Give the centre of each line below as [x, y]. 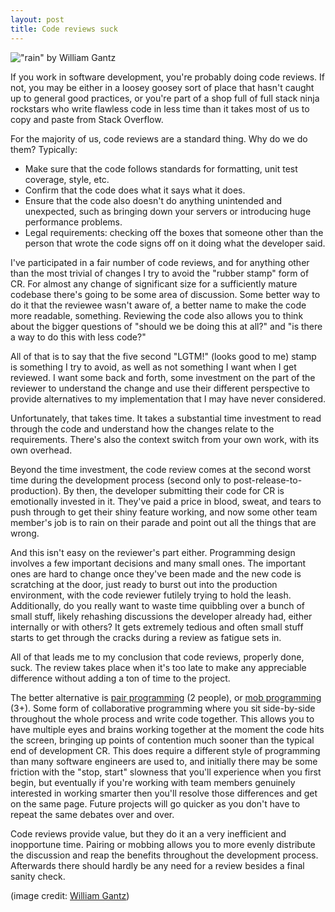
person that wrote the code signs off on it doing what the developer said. [175, 243]
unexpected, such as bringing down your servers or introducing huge [168, 211]
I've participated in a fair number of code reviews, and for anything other [160, 262]
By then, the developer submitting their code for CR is [174, 490]
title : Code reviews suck [64, 29]
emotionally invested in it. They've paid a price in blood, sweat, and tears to [166, 501]
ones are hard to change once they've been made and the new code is [156, 573]
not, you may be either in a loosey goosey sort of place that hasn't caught [162, 87]
